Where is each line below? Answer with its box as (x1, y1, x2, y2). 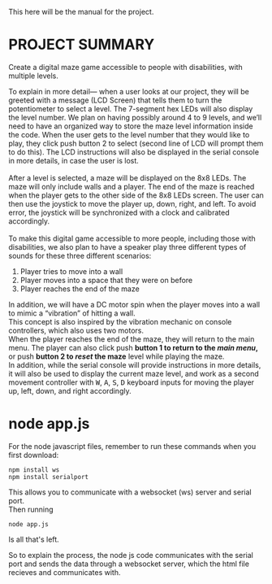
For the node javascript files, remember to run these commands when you (8, 441, 257, 451)
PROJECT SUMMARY (8, 36, 155, 54)
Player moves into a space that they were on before (19, 275, 193, 285)
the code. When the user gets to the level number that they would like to (8, 129, 250, 139)
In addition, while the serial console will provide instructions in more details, (8, 360, 261, 369)
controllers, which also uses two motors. (8, 325, 145, 335)
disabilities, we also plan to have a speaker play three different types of (8, 242, 247, 251)
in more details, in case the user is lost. (8, 155, 140, 165)
